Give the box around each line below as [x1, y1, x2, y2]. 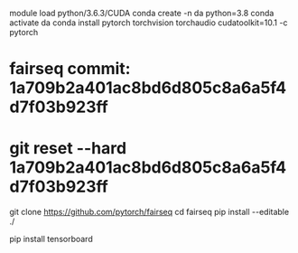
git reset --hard [9, 138, 127, 159]
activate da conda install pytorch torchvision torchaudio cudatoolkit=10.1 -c [9, 17, 288, 28]
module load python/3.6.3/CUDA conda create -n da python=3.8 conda [9, 8, 275, 18]
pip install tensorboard [9, 234, 93, 245]
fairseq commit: [9, 59, 131, 80]
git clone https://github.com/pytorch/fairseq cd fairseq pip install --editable [9, 207, 290, 218]
